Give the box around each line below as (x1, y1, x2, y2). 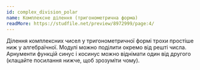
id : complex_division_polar (6, 9, 78, 15)
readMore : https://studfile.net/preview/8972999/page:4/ (6, 20, 155, 26)
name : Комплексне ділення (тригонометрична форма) (6, 15, 138, 21)
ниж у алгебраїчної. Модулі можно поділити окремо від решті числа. (6, 44, 187, 51)
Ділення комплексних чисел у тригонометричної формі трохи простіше (6, 37, 194, 45)
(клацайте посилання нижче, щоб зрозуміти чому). (6, 56, 140, 64)
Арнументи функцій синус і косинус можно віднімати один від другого (6, 50, 191, 58)
